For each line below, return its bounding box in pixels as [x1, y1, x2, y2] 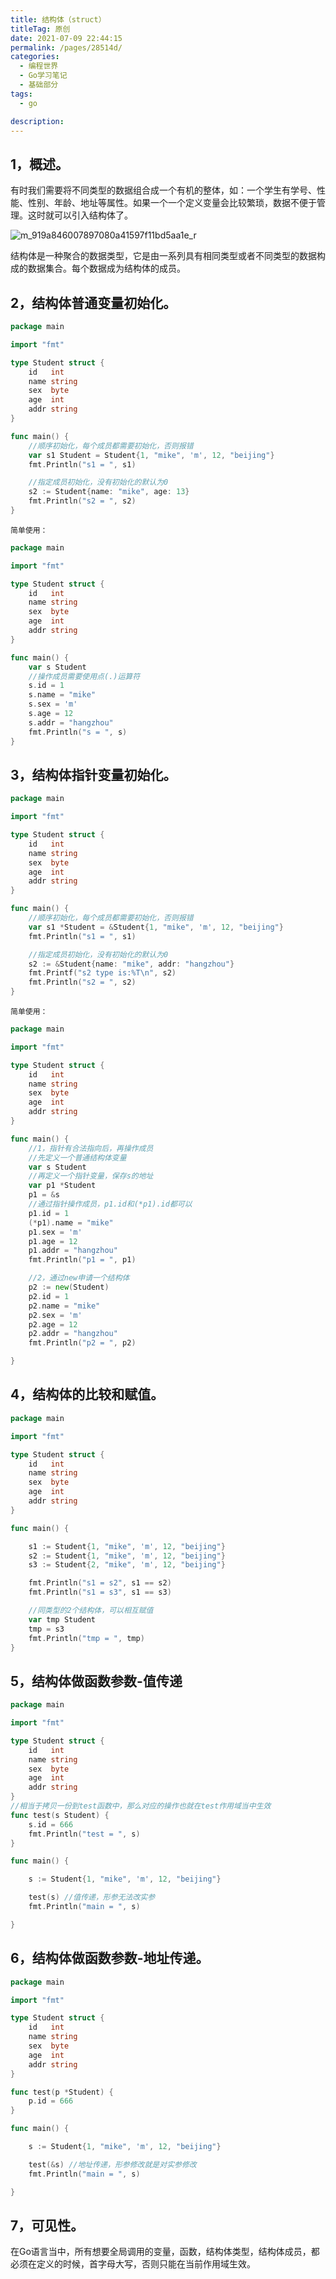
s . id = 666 [28, 1819, 74, 1830]
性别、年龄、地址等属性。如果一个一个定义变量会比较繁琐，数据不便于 [27, 197, 317, 209]
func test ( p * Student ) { [10, 2087, 114, 2097]
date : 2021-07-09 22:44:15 [10, 33, 123, 43]
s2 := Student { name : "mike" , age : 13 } [28, 487, 190, 497]
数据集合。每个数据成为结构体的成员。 [27, 262, 186, 275]
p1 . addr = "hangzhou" [28, 1246, 118, 1256]
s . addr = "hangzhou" [28, 717, 114, 728]
